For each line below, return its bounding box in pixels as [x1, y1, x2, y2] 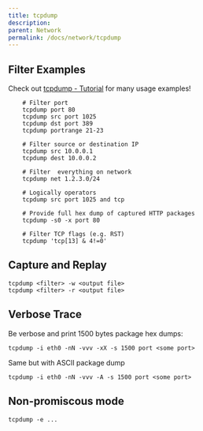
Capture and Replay [8, 258, 108, 272]
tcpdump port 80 [22, 106, 76, 114]
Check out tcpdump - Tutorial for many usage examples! [8, 84, 191, 93]
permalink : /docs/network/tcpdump [8, 33, 122, 42]
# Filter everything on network [22, 168, 132, 176]
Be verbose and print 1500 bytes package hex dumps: [8, 328, 183, 338]
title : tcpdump [8, 11, 58, 20]
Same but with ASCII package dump [8, 358, 126, 367]
